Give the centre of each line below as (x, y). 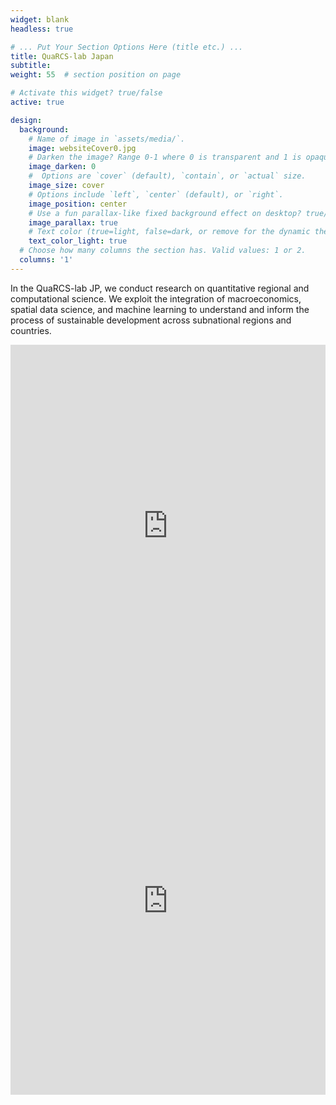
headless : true (42, 29)
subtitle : (31, 66)
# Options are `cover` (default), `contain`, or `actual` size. (167, 176)
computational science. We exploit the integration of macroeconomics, (156, 298)
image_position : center (78, 204)
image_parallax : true (73, 222)
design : (26, 120)
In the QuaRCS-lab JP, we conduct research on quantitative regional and (160, 288)
